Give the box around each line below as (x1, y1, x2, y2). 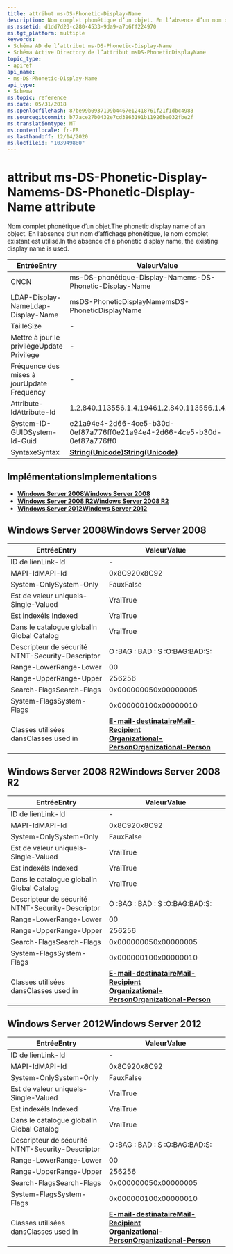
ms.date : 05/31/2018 (7, 101, 67, 108)
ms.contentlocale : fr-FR (7, 127, 79, 134)
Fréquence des (10, 361, 60, 371)
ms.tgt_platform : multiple (7, 29, 85, 37)
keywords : (7, 36, 36, 43)
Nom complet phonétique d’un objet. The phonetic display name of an (7, 222, 205, 230)
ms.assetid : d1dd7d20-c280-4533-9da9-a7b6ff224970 (7, 23, 157, 30)
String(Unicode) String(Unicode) (69, 447, 178, 457)
